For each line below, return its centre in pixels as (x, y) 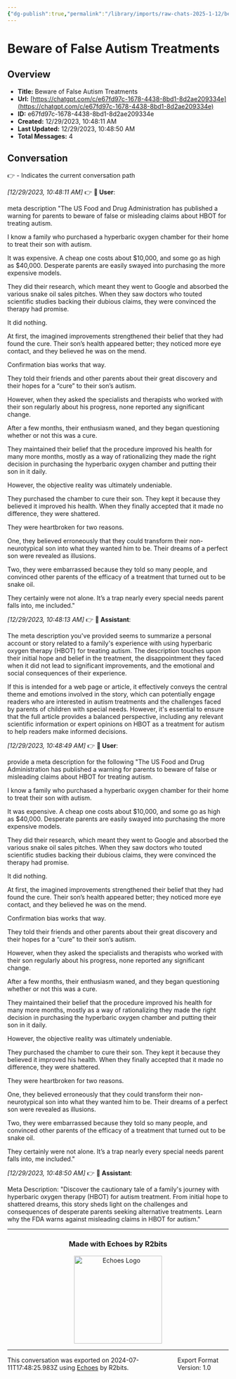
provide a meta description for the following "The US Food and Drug (106, 762)
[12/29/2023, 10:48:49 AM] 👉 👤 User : (63, 746)
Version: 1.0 (194, 1367)
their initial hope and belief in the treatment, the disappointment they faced (116, 659)
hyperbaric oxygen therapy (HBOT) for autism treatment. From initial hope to (118, 1197)
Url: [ (25, 98)
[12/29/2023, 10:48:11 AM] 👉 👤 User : (61, 192)
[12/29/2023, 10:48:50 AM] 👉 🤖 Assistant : (70, 1173)
